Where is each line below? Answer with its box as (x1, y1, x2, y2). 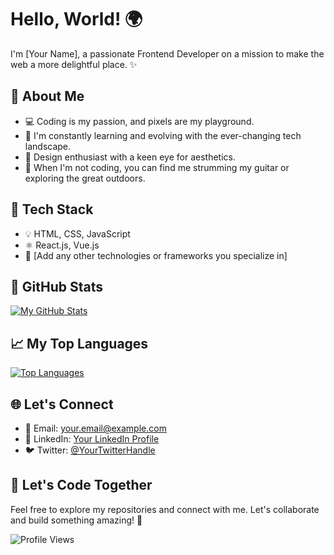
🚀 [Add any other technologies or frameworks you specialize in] (24, 249, 288, 261)
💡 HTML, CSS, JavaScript (24, 227, 131, 240)
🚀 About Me (10, 88, 85, 105)
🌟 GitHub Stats (10, 278, 103, 295)
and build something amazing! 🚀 (10, 514, 143, 526)
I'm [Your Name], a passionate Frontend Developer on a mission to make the (10, 47, 325, 60)
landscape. (24, 140, 72, 152)
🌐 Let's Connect (10, 396, 114, 413)
